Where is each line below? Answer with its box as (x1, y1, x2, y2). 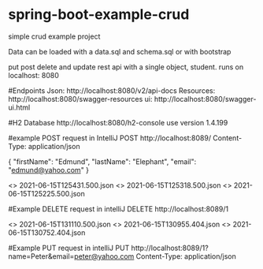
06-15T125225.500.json (8, 189, 85, 198)
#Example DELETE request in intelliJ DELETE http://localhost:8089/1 (8, 204, 229, 214)
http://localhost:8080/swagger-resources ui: (8, 94, 153, 103)
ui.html (8, 103, 31, 112)
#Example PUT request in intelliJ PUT (8, 243, 130, 252)
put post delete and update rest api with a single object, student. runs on (8, 62, 244, 72)
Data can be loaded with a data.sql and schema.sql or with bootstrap (8, 47, 232, 56)
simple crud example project (8, 32, 101, 41)
